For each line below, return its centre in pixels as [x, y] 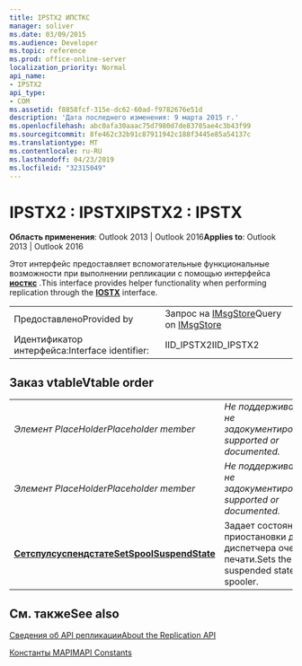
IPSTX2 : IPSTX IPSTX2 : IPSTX [126, 212]
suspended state [259, 571]
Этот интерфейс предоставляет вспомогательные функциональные [139, 264]
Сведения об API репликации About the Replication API [113, 635]
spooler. [241, 582]
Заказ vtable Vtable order [82, 382]
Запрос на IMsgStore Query [223, 313]
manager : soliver [42, 26]
